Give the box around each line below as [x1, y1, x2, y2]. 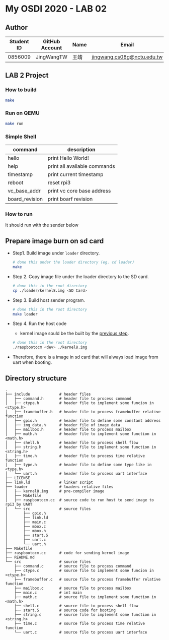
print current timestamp [47, 171, 104, 178]
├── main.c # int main [14, 590, 82, 595]
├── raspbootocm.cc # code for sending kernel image [5, 550, 129, 555]
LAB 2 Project [5, 71, 49, 80]
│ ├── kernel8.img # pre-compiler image [5, 488, 105, 494]
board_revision [8, 196, 43, 203]
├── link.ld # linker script [5, 480, 94, 485]
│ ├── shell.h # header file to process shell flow [5, 440, 138, 445]
